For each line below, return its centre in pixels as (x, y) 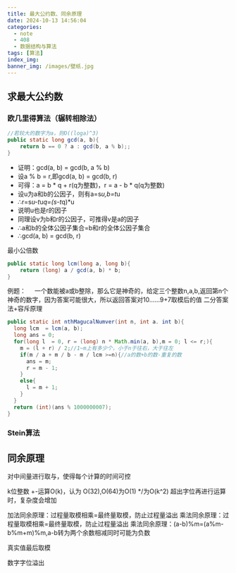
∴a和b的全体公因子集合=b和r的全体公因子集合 (84, 228)
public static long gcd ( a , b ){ (53, 140)
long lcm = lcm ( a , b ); (48, 328)
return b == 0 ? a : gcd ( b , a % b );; (75, 147)
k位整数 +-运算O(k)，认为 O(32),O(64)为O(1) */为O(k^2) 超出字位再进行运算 (117, 491)
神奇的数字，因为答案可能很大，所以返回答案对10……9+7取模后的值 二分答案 (118, 300)
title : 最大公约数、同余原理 (45, 14)
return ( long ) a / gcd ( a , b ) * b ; (70, 270)
